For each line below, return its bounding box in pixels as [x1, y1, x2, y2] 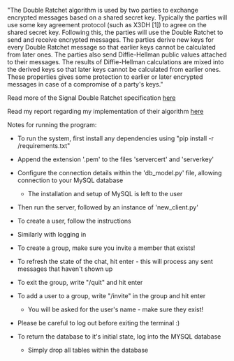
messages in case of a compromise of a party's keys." [7, 80, 163, 88]
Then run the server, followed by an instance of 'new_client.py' [17, 203, 199, 212]
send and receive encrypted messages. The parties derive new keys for [7, 36, 214, 44]
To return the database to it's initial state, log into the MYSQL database [17, 332, 221, 341]
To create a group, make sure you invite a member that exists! [17, 244, 196, 252]
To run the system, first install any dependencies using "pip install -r [17, 134, 214, 142]
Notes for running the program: [7, 121, 97, 128]
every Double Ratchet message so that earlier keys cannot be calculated [7, 43, 217, 51]
